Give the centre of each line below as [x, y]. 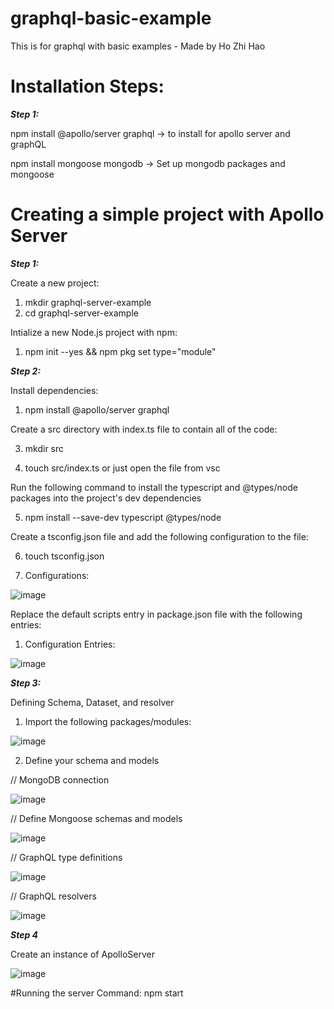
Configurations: [57, 575]
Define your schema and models [92, 760]
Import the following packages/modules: [108, 721]
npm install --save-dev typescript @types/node [123, 517]
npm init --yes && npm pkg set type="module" [120, 351]
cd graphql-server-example [81, 313]
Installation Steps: [87, 86]
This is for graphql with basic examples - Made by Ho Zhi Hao [138, 46]
